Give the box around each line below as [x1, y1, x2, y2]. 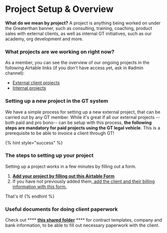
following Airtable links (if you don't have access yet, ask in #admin [5, 65, 144, 71]
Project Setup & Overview [5, 3, 114, 15]
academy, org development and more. [5, 36, 84, 42]
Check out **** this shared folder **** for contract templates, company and [5, 217, 163, 223]
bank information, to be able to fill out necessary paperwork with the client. [5, 223, 160, 229]
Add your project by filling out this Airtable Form [12, 173, 115, 179]
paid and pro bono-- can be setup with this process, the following [15, 119, 152, 125]
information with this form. [12, 183, 67, 190]
